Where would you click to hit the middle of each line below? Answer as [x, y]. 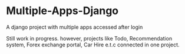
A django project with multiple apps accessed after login [75, 27]
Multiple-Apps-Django [62, 11]
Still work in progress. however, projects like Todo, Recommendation [89, 38]
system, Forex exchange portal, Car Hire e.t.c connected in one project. [93, 45]
